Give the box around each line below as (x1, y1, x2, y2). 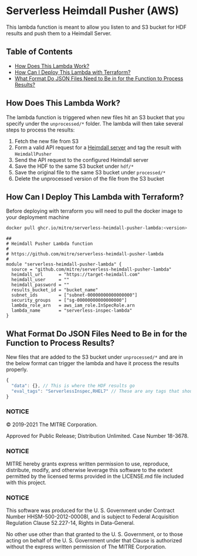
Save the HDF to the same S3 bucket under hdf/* (14, 163, 134, 170)
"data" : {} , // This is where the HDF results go (11, 383, 135, 389)
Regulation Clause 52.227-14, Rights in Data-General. (6, 520, 135, 527)
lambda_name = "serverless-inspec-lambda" (11, 308, 133, 314)
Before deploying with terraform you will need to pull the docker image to (6, 207, 183, 215)
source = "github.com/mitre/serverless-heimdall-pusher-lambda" (11, 267, 172, 272)
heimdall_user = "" (11, 277, 69, 283)
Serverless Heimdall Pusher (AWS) (6, 4, 179, 18)
